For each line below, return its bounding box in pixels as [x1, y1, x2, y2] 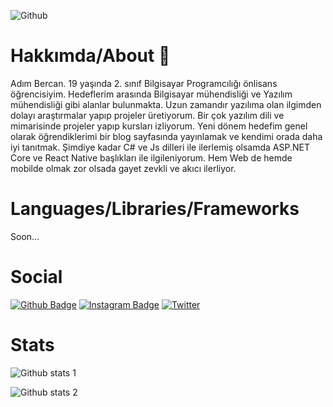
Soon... [10, 230, 40, 242]
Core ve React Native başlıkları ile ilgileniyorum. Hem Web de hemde [10, 151, 293, 164]
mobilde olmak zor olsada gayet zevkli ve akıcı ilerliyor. [10, 162, 237, 174]
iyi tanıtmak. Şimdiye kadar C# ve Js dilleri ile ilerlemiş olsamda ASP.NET [10, 141, 310, 153]
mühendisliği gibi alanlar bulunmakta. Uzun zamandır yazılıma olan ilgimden [10, 98, 322, 110]
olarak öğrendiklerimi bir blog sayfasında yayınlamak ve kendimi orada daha [10, 130, 323, 142]
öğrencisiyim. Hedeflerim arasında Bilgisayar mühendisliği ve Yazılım [10, 88, 293, 100]
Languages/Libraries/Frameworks [10, 198, 300, 220]
